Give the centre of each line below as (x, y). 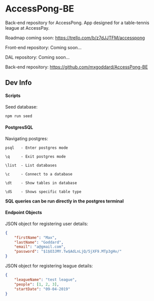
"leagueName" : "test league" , (46, 279)
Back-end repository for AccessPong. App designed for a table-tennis (77, 23)
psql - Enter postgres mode (37, 148)
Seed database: (21, 107)
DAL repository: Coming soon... (37, 57)
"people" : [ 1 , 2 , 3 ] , (36, 284)
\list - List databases (31, 165)
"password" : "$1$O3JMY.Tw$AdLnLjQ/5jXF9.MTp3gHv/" (68, 252)
